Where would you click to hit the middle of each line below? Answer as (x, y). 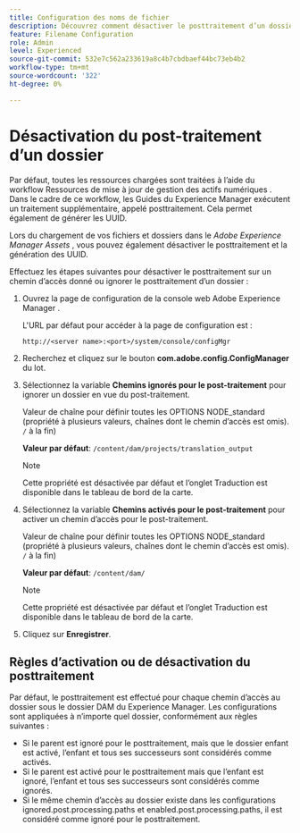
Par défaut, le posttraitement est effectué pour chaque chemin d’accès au (145, 697)
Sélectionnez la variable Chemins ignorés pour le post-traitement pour (154, 384)
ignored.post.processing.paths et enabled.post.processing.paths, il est (152, 810)
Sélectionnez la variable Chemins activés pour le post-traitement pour (154, 509)
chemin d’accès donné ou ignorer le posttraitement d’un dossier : (129, 281)
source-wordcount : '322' (55, 76)
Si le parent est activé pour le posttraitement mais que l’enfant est (143, 772)
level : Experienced (46, 51)
